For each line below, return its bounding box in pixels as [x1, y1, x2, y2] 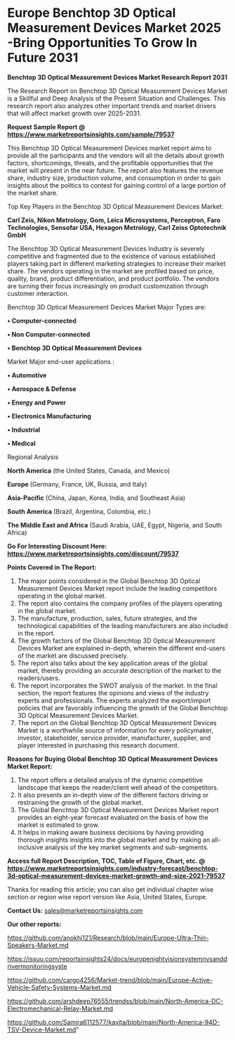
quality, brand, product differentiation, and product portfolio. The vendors [7, 274, 220, 283]
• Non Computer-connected [7, 330, 90, 338]
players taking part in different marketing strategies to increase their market [7, 259, 226, 268]
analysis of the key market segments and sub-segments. [44, 842, 209, 852]
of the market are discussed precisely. [17, 651, 128, 660]
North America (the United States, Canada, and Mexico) [7, 466, 170, 475]
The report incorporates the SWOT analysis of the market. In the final [17, 681, 217, 690]
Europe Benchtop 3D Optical [7, 5, 176, 21]
